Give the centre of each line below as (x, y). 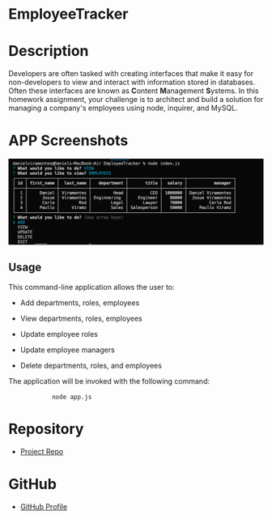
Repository (46, 429)
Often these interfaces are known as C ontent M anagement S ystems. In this (134, 91)
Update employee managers (67, 350)
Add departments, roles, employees (80, 302)
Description (49, 51)
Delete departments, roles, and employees (91, 365)
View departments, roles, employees (81, 318)
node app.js (72, 397)
